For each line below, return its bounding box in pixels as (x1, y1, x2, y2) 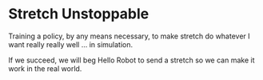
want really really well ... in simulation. (8, 39, 133, 49)
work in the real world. (8, 63, 82, 73)
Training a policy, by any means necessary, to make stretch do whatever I (8, 31, 250, 41)
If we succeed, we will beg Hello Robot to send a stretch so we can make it (8, 55, 255, 65)
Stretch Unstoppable (8, 5, 149, 23)
